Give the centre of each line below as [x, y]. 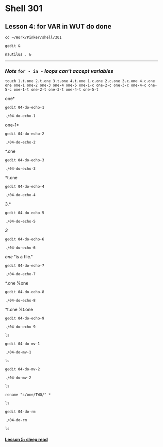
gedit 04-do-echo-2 [25, 134]
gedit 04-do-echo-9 [25, 319]
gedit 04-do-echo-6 [25, 239]
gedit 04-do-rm [20, 412]
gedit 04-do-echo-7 [25, 266]
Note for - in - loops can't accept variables [59, 71]
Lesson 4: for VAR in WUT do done [58, 26]
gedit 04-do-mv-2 [23, 369]
